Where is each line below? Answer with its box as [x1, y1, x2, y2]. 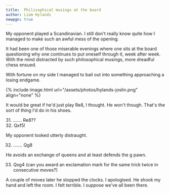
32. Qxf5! [6, 122, 26, 129]
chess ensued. [6, 62, 37, 68]
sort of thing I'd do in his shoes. [6, 107, 72, 114]
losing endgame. [6, 77, 41, 83]
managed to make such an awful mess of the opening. [6, 36, 119, 42]
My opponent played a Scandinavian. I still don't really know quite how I [6, 31, 155, 37]
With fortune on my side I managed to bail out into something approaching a [6, 72, 164, 78]
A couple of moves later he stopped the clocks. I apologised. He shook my [6, 177, 161, 183]
